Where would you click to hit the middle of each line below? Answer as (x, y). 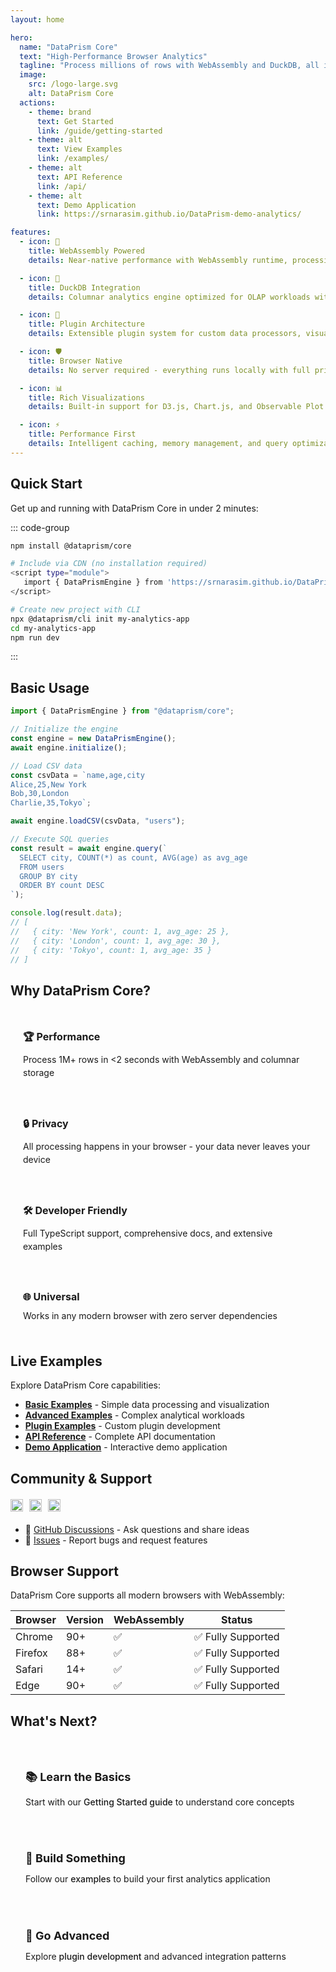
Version (85, 1620)
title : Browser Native (75, 361)
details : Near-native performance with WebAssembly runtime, (158, 260)
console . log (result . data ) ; (66, 913)
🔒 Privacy (46, 1123)
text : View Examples (79, 149)
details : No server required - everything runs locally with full (169, 370)
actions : (37, 102)
